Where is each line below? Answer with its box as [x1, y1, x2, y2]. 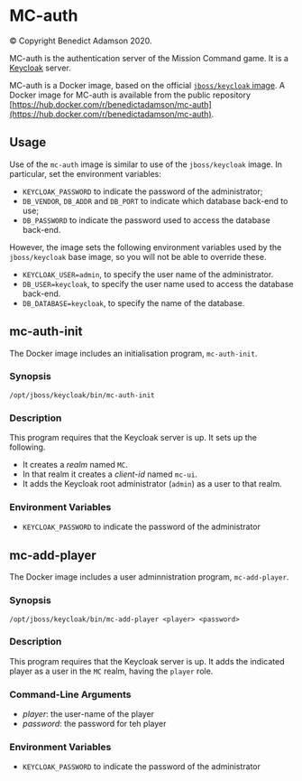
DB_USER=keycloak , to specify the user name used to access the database [22, 278, 294, 289]
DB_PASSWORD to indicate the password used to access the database [22, 214, 270, 226]
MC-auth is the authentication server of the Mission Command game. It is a [9, 52, 288, 63]
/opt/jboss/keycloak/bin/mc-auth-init [9, 390, 155, 400]
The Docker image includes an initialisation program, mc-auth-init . [9, 348, 258, 358]
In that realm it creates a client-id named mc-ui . [22, 469, 198, 479]
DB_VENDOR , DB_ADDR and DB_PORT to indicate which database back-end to [22, 195, 288, 206]
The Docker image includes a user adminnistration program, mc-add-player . [9, 572, 289, 582]
